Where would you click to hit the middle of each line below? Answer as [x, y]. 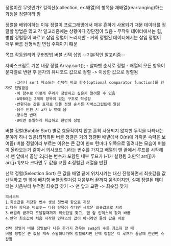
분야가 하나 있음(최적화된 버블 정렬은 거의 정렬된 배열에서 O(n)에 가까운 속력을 [83, 137]
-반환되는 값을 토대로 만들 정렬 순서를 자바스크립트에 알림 [67, 104]
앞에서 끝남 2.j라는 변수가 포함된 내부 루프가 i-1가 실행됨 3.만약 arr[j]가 [86, 156]
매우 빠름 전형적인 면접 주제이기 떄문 [41, 44]
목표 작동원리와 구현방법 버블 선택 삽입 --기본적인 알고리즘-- [65, 55]
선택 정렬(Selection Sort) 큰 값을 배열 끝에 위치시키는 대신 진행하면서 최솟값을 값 [86, 173]
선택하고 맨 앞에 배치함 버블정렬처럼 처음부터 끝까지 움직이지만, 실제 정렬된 [80, 180]
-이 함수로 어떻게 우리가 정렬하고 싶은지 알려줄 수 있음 [65, 93]
